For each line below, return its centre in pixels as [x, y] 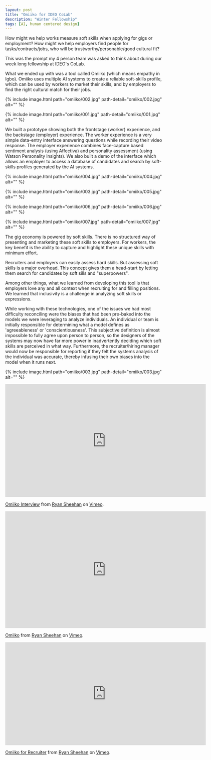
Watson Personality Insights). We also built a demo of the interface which [81, 156]
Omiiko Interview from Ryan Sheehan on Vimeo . [55, 504]
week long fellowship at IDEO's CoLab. [45, 64]
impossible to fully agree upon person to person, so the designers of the [80, 336]
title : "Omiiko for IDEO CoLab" [39, 15]
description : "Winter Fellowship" [41, 19]
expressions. [18, 299]
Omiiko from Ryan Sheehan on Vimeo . [44, 635]
